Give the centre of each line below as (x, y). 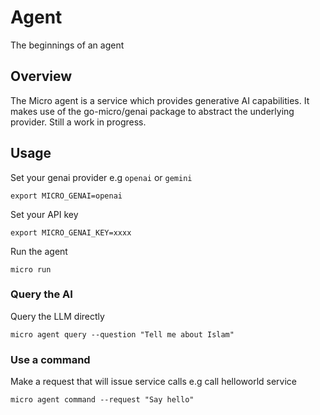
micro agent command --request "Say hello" (102, 400)
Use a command (50, 359)
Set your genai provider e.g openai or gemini (101, 177)
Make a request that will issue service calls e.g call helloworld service (153, 382)
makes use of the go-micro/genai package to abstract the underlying (152, 111)
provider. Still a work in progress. (78, 122)
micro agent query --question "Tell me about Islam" (122, 334)
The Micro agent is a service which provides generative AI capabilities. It (160, 100)
